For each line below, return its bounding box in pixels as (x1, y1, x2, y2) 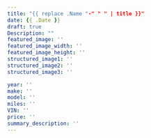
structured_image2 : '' (7, 62, 73, 69)
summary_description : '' (7, 120, 79, 127)
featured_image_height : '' (7, 49, 86, 56)
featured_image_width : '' (7, 43, 82, 49)
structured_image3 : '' (7, 68, 73, 75)
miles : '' (7, 100, 36, 108)
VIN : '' (7, 107, 30, 114)
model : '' (7, 94, 36, 101)
